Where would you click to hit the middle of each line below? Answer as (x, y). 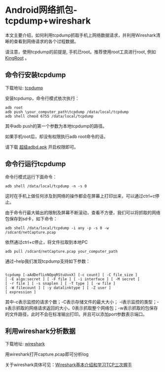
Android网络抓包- (41, 10)
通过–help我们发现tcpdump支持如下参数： (48, 261)
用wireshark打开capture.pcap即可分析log (47, 354)
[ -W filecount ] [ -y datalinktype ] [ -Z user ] (58, 288)
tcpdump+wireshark (48, 21)
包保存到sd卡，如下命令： (31, 219)
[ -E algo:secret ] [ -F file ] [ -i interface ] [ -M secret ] (72, 279)
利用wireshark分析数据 (40, 331)
